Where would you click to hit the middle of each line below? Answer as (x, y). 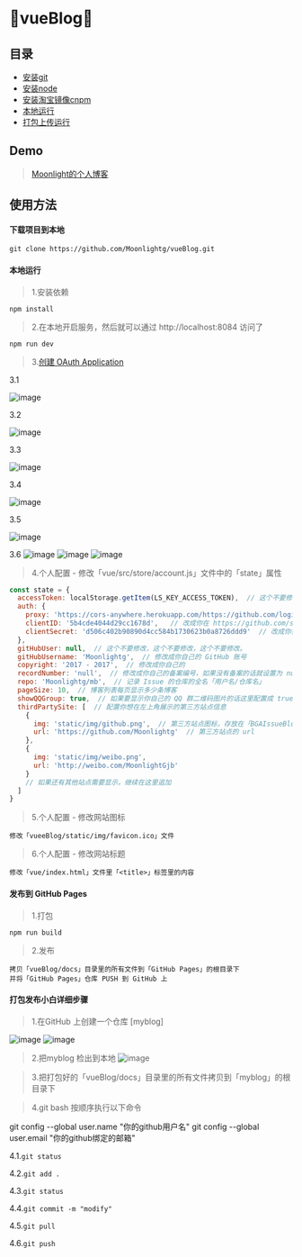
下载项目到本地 (37, 230)
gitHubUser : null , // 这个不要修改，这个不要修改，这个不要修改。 (132, 648)
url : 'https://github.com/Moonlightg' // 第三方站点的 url (144, 732)
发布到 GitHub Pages (49, 893)
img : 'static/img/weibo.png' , (89, 757)
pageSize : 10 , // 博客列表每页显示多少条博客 (97, 691)
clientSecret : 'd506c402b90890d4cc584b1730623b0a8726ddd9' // (147, 631)
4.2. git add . (35, 1173)
